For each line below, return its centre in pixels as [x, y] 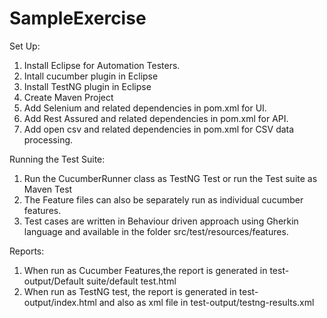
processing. [48, 139]
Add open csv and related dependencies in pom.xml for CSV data [159, 129]
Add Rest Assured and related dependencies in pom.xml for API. [156, 118]
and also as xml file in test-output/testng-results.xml [206, 302]
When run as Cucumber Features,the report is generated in [145, 270]
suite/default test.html [131, 281]
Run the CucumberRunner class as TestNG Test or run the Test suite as [170, 178]
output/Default [54, 281]
